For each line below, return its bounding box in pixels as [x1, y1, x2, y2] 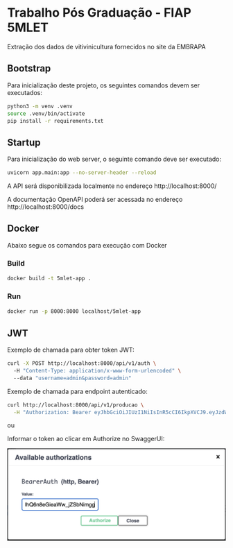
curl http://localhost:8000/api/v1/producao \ [7, 401, 144, 409]
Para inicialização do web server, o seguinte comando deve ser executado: [7, 155, 222, 164]
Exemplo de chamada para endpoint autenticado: [7, 387, 148, 395]
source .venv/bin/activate [7, 110, 85, 117]
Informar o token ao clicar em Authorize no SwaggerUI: [7, 435, 165, 443]
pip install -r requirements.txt [7, 117, 104, 124]
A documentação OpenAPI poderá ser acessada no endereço [7, 196, 183, 204]
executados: [7, 88, 43, 96]
